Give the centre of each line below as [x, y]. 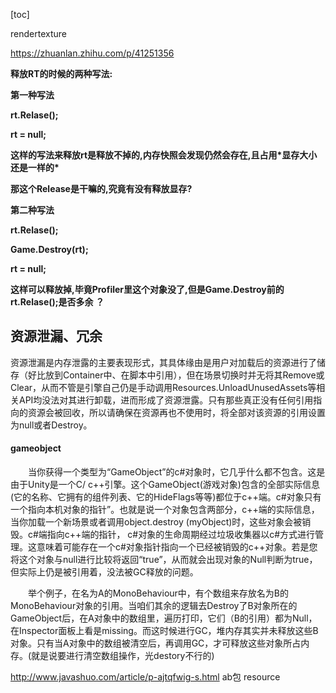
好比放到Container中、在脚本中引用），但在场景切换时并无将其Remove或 [176, 375]
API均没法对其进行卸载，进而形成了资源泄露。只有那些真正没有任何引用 [166, 400]
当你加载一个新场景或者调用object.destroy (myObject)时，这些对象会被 [156, 522]
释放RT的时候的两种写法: [61, 73]
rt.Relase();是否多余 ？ [57, 302]
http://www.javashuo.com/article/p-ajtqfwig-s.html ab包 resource [145, 677]
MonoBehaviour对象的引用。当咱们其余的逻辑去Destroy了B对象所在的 [154, 606]
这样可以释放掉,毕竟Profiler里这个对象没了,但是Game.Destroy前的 [147, 289]
